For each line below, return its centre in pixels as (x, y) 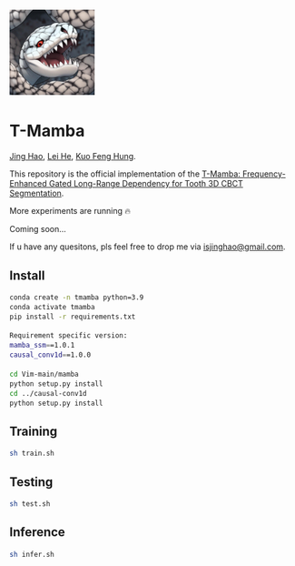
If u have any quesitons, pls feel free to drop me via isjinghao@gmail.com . (147, 247)
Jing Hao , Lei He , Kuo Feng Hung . (73, 157)
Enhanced (28, 184)
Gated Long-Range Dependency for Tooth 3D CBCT (146, 184)
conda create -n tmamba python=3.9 (77, 297)
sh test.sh (30, 504)
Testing (31, 482)
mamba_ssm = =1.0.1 (42, 346)
